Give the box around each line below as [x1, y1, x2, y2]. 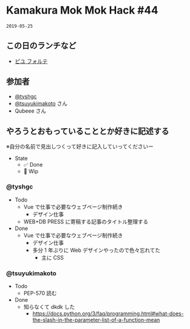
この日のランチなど [6, 41, 76, 51]
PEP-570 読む [23, 289, 57, 296]
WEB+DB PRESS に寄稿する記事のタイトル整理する [23, 218, 149, 225]
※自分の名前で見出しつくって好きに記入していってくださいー [6, 143, 154, 150]
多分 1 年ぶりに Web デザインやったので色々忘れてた [32, 247, 161, 254]
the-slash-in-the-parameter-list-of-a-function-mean [32, 316, 160, 323]
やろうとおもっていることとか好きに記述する [6, 126, 169, 136]
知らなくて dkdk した [23, 303, 75, 310]
